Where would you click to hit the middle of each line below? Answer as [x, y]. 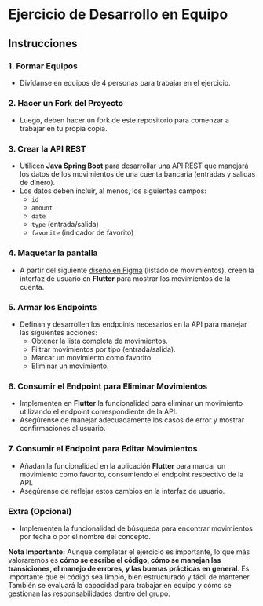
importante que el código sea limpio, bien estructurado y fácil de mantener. [130, 577]
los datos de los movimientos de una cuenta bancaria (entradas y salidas [137, 174]
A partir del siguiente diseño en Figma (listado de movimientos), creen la [137, 270]
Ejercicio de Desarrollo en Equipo [118, 15]
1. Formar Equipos [43, 66]
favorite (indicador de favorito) [82, 232]
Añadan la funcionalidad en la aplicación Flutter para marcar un [122, 465]
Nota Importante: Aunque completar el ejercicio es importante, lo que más [129, 552]
